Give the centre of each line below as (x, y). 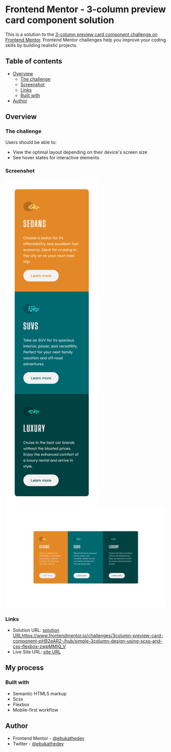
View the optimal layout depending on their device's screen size (80, 152)
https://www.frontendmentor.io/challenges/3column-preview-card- (92, 636)
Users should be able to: (31, 142)
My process (25, 668)
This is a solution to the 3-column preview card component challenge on (82, 34)
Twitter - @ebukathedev (38, 743)
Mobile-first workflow (35, 710)
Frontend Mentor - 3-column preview (86, 9)
